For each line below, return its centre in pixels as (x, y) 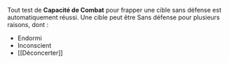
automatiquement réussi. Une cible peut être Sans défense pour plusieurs (114, 17)
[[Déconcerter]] (40, 53)
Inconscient (34, 45)
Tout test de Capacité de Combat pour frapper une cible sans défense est (114, 10)
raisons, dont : (28, 25)
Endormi (29, 38)
